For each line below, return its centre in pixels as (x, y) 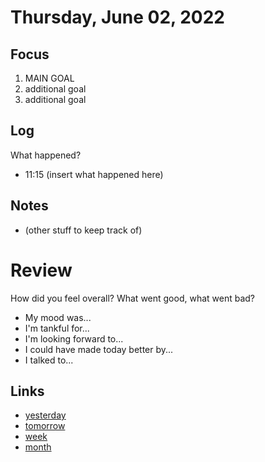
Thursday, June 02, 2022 (117, 17)
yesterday (45, 415)
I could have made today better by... (99, 349)
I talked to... (49, 360)
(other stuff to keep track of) (83, 230)
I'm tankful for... (57, 328)
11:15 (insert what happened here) (94, 174)
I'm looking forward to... (74, 338)
